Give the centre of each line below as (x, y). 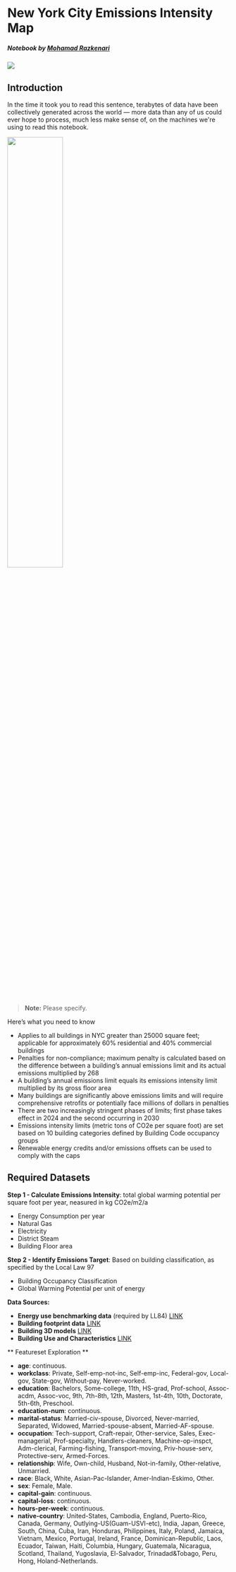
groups (28, 1140)
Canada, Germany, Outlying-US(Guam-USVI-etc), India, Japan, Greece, (121, 1523)
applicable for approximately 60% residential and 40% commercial (114, 1043)
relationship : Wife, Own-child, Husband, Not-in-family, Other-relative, (119, 1463)
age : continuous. (42, 1366)
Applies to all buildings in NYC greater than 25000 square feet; (108, 1035)
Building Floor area (45, 1246)
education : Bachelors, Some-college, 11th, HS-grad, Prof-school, (112, 1388)
